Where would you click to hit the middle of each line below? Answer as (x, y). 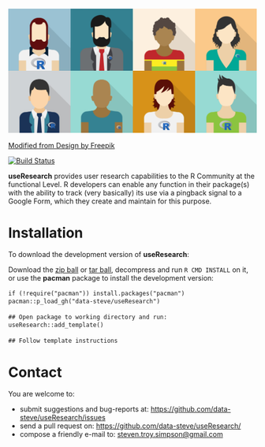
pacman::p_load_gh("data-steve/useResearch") (84, 302)
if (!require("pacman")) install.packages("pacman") (97, 294)
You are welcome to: (41, 394)
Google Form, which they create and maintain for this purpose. (110, 201)
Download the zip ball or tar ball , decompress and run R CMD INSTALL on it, (128, 270)
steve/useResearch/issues (63, 418)
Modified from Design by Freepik (62, 145)
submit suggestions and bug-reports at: (84, 409)
